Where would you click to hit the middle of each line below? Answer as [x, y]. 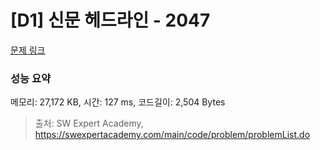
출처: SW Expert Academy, [89, 123]
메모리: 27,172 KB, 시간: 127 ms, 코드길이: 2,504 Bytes [118, 102]
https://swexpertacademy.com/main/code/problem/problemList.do [172, 135]
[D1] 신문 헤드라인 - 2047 [110, 20]
